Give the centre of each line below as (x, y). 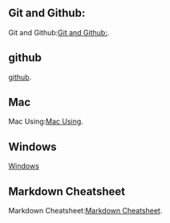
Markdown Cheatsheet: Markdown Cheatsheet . (85, 211)
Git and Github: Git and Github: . (59, 32)
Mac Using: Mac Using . (46, 122)
